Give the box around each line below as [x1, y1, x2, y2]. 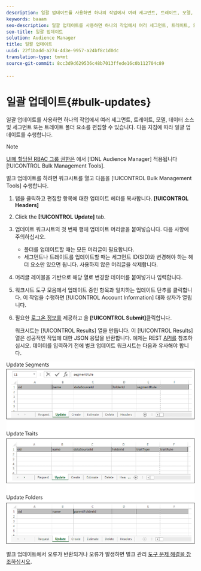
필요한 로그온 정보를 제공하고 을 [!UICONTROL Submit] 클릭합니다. [14, 314, 172, 321]
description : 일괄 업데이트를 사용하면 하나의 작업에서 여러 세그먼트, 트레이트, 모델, [6, 10, 194, 16]
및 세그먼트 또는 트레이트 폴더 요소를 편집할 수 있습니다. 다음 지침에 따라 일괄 [6, 124, 185, 131]
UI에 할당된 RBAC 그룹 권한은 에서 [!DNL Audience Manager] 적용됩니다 [6, 156, 178, 163]
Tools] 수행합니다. [6, 182, 49, 189]
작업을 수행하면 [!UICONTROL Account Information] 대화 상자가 [29, 294, 181, 301]
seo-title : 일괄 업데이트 [6, 29, 63, 35]
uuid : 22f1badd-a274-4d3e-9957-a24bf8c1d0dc [6, 48, 119, 54]
